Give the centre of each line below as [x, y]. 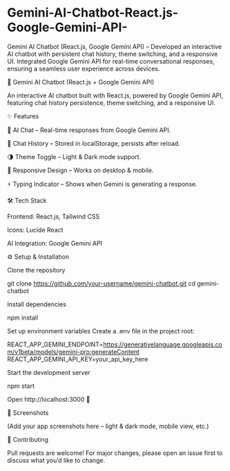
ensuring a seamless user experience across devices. [84, 68]
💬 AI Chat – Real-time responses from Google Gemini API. [89, 130]
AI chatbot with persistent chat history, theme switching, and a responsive [113, 54]
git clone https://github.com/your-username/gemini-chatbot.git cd [101, 283]
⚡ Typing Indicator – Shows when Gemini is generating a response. [102, 184]
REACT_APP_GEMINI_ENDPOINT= [55, 344]
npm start [21, 386]
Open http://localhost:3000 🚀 [49, 399]
